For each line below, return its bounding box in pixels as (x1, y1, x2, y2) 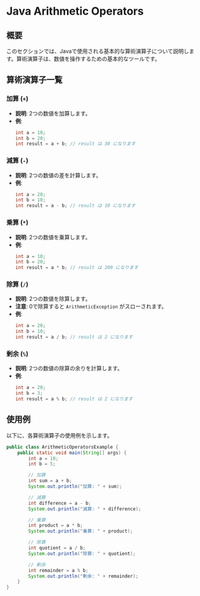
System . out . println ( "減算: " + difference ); (28, 506, 141, 512)
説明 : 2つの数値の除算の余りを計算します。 (15, 365, 123, 372)
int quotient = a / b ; (28, 545, 86, 551)
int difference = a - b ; (28, 500, 91, 506)
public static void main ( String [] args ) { (17, 449, 127, 456)
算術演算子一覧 (6, 75, 63, 85)
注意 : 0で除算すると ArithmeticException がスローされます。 (15, 303, 168, 310)
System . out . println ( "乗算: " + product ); (28, 528, 133, 534)
